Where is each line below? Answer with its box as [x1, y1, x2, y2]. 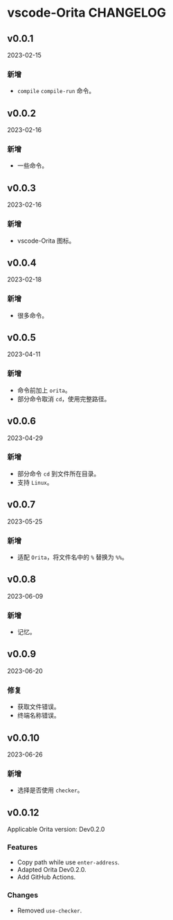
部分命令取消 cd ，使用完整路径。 [17, 394, 111, 403]
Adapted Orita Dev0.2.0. [17, 866, 86, 874]
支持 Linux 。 [17, 478, 53, 486]
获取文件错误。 [17, 702, 60, 711]
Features [7, 843, 38, 853]
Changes [7, 890, 39, 900]
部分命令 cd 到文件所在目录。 [17, 469, 100, 478]
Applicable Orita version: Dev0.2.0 [7, 825, 105, 834]
